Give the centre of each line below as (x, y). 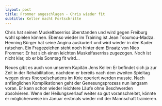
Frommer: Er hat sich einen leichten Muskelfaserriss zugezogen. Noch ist (78, 53)
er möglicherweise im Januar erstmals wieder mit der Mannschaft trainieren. (81, 99)
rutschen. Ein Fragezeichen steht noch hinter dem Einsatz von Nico (72, 48)
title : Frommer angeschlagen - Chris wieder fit (55, 14)
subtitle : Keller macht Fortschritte (43, 18)
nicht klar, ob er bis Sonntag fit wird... (42, 58)
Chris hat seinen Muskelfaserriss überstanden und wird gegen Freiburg (76, 33)
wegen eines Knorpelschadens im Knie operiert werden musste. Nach (75, 78)
